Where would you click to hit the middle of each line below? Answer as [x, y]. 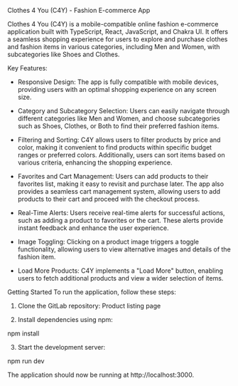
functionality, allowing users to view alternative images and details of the [124, 249]
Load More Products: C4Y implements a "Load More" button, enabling [120, 271]
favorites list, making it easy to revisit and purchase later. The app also [121, 184]
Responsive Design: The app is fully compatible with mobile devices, [118, 82]
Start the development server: [61, 347]
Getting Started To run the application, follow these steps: [92, 292]
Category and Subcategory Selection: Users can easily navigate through [124, 111]
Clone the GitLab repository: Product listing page [89, 306]
